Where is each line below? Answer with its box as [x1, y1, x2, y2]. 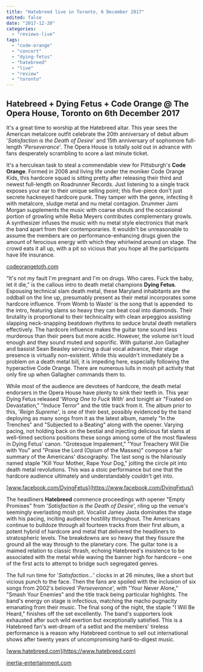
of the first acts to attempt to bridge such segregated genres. [6, 560, 159, 567]
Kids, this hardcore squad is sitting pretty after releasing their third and [6, 174, 182, 181]
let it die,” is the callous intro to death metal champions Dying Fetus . [6, 281, 176, 288]
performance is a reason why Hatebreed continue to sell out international [6, 629, 188, 636]
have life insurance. [6, 251, 56, 258]
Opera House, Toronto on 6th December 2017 [6, 108, 180, 118]
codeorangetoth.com [6, 263, 59, 270]
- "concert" [11, 48, 42, 54]
